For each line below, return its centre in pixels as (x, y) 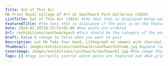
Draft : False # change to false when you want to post (63, 38)
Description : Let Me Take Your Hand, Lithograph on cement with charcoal (84, 42)
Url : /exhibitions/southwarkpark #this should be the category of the (80, 33)
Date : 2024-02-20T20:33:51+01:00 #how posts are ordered (66, 28)
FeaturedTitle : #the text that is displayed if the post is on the (77, 24)
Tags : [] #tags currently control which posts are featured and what (79, 56)
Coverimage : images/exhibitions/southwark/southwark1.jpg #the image (79, 51)
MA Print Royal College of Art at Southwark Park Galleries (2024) (77, 14)
